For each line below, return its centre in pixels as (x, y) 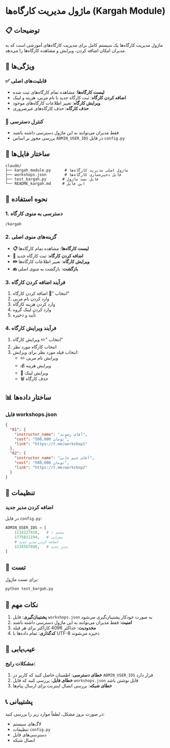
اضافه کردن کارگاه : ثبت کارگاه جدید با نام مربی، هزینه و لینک (69, 97)
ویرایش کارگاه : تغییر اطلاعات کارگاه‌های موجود (56, 103)
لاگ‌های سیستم (27, 724)
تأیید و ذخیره (24, 315)
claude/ (13, 165)
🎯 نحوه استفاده (26, 199)
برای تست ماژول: (22, 579)
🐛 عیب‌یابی (20, 649)
